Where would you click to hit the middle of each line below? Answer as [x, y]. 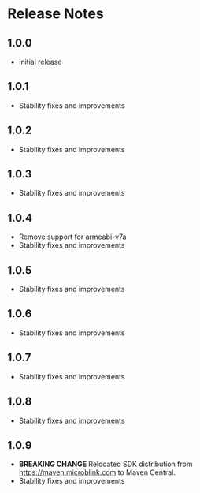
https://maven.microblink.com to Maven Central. [97, 472]
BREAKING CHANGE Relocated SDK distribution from [106, 464]
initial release [40, 62]
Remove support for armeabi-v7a [72, 237]
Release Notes [56, 14]
